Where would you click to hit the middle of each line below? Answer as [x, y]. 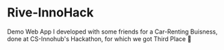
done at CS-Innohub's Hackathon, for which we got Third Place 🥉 [99, 38]
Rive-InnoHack [50, 13]
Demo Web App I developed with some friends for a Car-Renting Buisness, [112, 32]
